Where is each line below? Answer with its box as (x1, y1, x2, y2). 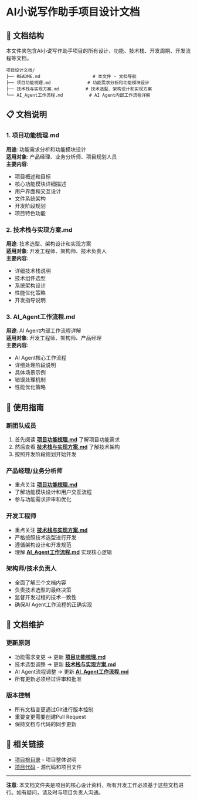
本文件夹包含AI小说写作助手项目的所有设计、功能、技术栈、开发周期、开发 (6, 48, 186, 54)
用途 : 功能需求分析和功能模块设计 (6, 146, 86, 153)
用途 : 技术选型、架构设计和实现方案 (6, 240, 91, 247)
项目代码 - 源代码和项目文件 (14, 763, 82, 770)
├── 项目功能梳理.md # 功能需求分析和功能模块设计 (6, 80, 150, 86)
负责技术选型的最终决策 (14, 586, 72, 593)
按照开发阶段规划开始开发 (14, 450, 77, 458)
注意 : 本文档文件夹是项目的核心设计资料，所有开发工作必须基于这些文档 (6, 781, 179, 788)
